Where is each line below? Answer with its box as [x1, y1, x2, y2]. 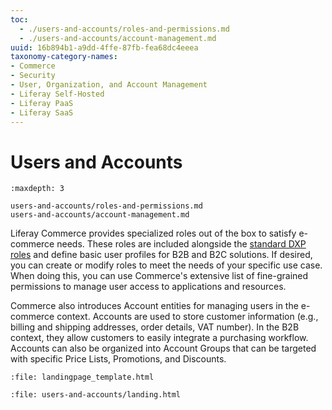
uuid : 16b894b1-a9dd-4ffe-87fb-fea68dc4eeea [10, 42, 199, 53]
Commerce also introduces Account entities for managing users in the [10, 300, 299, 312]
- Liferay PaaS [10, 98, 74, 108]
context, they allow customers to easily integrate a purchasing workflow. [10, 332, 309, 344]
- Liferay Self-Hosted [10, 89, 105, 99]
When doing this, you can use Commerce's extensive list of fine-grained [10, 270, 309, 282]
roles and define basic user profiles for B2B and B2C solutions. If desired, [10, 249, 313, 261]
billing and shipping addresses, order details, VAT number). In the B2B [10, 321, 300, 333]
